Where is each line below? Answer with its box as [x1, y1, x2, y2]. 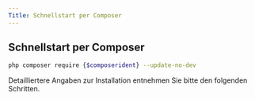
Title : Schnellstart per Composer [8, 11, 123, 20]
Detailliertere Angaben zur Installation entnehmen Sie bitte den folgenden [8, 76, 248, 85]
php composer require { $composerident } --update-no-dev [8, 61, 196, 69]
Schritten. [8, 84, 40, 94]
